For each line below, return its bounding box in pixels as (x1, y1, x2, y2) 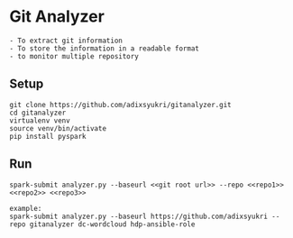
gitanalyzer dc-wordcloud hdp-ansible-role (29, 219, 196, 229)
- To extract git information (9, 36, 124, 45)
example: (9, 204, 42, 213)
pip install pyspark (9, 132, 87, 141)
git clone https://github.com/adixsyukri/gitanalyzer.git (9, 100, 232, 109)
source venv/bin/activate (9, 124, 106, 133)
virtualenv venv (9, 115, 70, 125)
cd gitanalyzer (9, 108, 67, 117)
